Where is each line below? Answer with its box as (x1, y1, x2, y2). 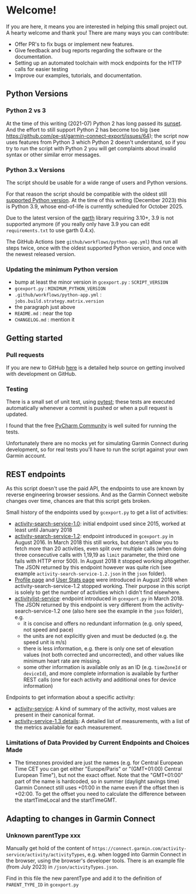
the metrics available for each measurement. (14, 724, 123, 731)
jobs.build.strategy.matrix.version (14, 298, 104, 304)
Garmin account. (6, 452, 47, 459)
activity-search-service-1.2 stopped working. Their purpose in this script (14, 583, 190, 590)
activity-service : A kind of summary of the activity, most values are (14, 705, 177, 712)
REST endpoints (6, 469, 66, 479)
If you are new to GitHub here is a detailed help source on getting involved (6, 364, 185, 371)
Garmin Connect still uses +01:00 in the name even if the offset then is (14, 784, 184, 791)
